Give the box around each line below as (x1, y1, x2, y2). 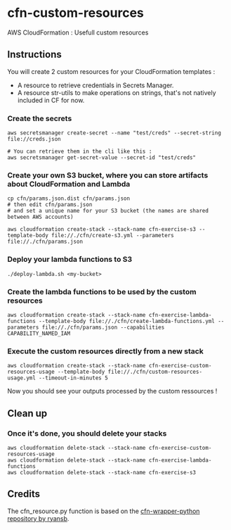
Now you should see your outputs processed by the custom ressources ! (7, 387, 218, 396)
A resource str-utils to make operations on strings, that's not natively (17, 88, 216, 96)
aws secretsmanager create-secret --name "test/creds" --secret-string (7, 130, 221, 137)
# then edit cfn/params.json (7, 201, 93, 208)
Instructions (7, 49, 62, 61)
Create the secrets (7, 113, 72, 123)
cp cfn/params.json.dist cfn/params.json (7, 195, 131, 202)
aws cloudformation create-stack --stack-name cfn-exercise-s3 (7, 226, 197, 233)
